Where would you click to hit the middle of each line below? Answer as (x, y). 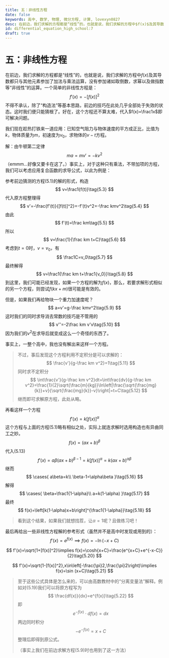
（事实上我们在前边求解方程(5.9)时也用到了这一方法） (73, 650)
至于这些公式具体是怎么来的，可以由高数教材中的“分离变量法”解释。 (88, 581)
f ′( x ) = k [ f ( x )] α (84, 418)
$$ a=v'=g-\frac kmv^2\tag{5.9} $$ (84, 308)
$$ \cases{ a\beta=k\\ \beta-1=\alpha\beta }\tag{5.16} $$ (84, 477)
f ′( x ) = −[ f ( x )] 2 (84, 96)
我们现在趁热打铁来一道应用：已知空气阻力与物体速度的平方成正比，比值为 (82, 128)
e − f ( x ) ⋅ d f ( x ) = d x (91, 613)
